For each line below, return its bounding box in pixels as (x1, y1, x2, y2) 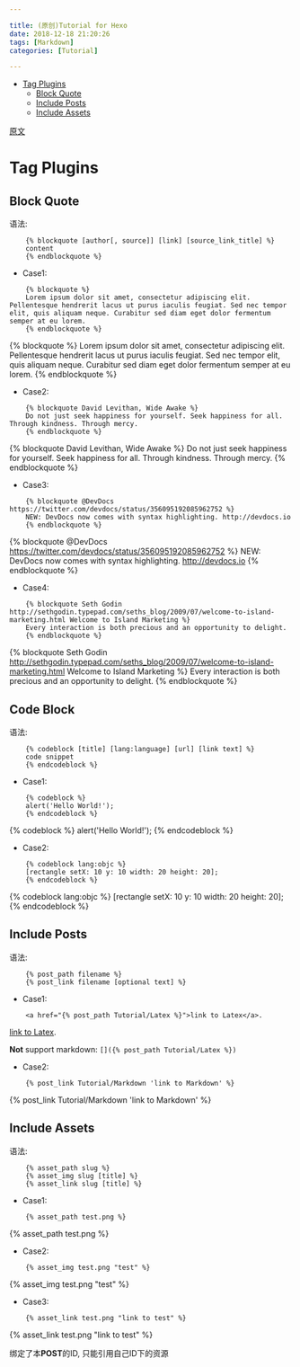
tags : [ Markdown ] (9, 38, 75, 47)
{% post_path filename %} (25, 970, 123, 979)
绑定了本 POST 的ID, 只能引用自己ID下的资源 (9, 1347, 169, 1358)
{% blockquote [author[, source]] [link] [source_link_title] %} (25, 236, 276, 245)
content (25, 244, 54, 253)
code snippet (25, 752, 75, 762)
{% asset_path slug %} (25, 1163, 110, 1173)
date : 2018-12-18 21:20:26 (9, 29, 110, 39)
